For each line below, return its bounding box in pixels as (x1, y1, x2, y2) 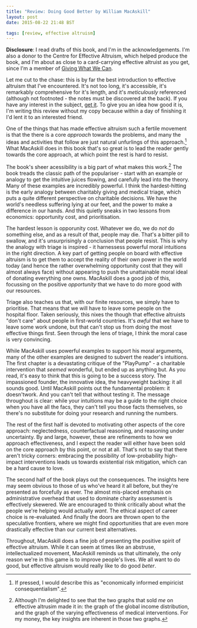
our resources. (6, 287, 42, 294)
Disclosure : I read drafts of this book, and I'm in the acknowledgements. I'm (6, 46, 190, 53)
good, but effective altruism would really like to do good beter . (6, 562, 157, 569)
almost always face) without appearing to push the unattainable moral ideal (6, 268, 188, 275)
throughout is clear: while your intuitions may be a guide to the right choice (6, 397, 188, 404)
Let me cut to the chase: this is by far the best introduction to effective (6, 76, 176, 83)
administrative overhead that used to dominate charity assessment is (6, 494, 173, 502)
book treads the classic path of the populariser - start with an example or (6, 170, 183, 177)
